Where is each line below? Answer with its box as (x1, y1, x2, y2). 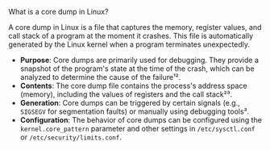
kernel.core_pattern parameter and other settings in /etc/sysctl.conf (19, 124, 255, 133)
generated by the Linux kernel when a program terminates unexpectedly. (8, 40, 251, 49)
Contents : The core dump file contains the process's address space (19, 81, 247, 90)
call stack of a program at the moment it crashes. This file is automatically (8, 31, 254, 40)
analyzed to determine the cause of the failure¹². (19, 73, 181, 81)
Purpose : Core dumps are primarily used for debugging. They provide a (19, 56, 260, 65)
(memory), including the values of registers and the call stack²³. (19, 90, 232, 99)
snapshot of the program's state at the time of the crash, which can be (19, 64, 255, 73)
